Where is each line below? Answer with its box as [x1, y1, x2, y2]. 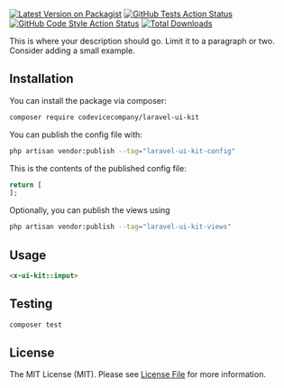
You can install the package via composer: [9, 95, 167, 106]
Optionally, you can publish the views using [9, 205, 170, 216]
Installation [9, 71, 74, 87]
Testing [9, 296, 53, 311]
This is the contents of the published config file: [9, 162, 187, 173]
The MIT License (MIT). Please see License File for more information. [9, 369, 266, 380]
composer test [9, 320, 63, 329]
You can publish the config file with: [9, 129, 142, 140]
